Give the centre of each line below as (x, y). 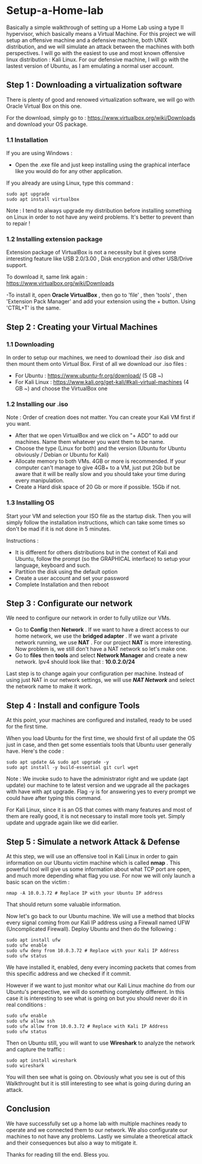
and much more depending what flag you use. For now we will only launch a (101, 876)
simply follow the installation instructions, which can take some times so (96, 522)
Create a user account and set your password (72, 578)
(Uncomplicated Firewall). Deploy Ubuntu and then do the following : (91, 929)
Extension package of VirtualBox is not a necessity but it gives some (91, 253)
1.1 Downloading (30, 344)
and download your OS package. (47, 124)
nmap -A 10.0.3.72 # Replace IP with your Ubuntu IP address (85, 893)
